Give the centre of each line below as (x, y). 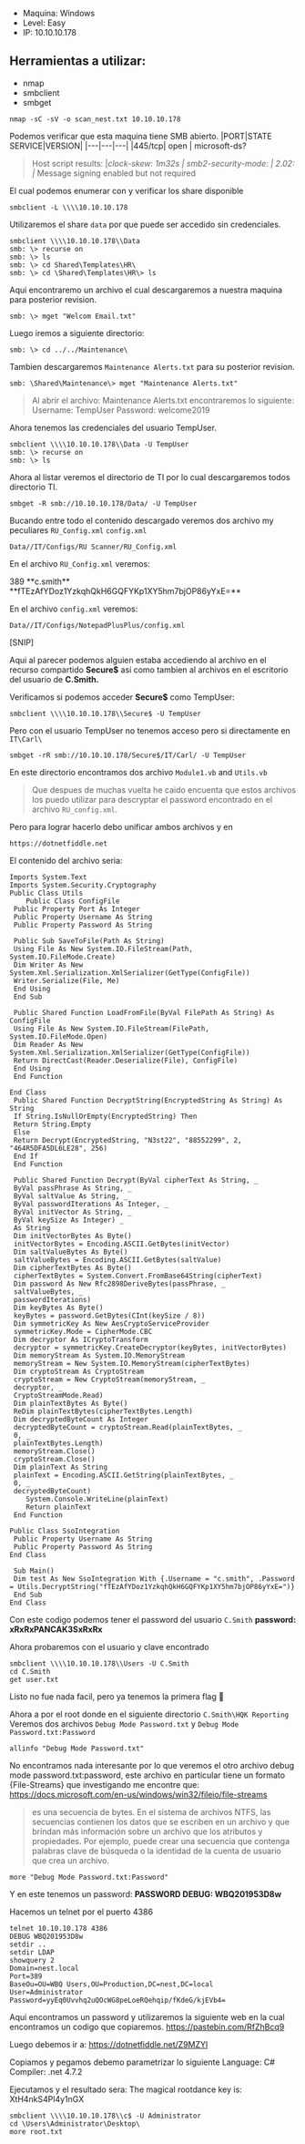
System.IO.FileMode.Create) (63, 957)
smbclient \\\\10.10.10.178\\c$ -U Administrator (106, 2116)
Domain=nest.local (44, 1968)
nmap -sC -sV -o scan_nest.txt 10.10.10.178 (95, 119)
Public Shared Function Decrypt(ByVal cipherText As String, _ (136, 1180)
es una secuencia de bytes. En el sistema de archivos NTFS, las (151, 1811)
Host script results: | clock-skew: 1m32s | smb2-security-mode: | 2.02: (163, 163)
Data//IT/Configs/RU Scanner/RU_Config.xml (93, 547)
